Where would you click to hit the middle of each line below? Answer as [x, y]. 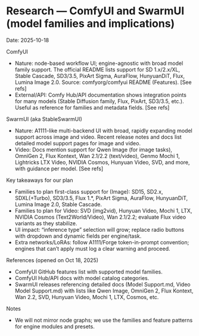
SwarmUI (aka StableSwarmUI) [44, 119]
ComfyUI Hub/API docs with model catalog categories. [82, 278]
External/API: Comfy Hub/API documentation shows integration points [100, 95]
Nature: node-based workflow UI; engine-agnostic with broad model [99, 63]
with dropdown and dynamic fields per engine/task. [78, 236]
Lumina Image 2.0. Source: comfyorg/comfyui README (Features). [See [103, 82]
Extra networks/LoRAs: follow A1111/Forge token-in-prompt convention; [102, 242]
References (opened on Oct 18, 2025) [52, 260]
